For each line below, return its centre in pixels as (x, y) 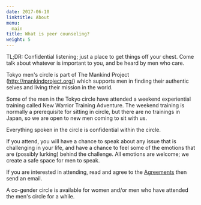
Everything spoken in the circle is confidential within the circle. (83, 130)
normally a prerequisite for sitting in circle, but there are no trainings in (93, 112)
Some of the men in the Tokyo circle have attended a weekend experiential (98, 99)
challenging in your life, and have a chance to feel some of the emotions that (101, 148)
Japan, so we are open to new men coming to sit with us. (77, 118)
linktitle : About (28, 17)
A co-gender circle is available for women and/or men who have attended (97, 190)
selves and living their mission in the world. (59, 87)
